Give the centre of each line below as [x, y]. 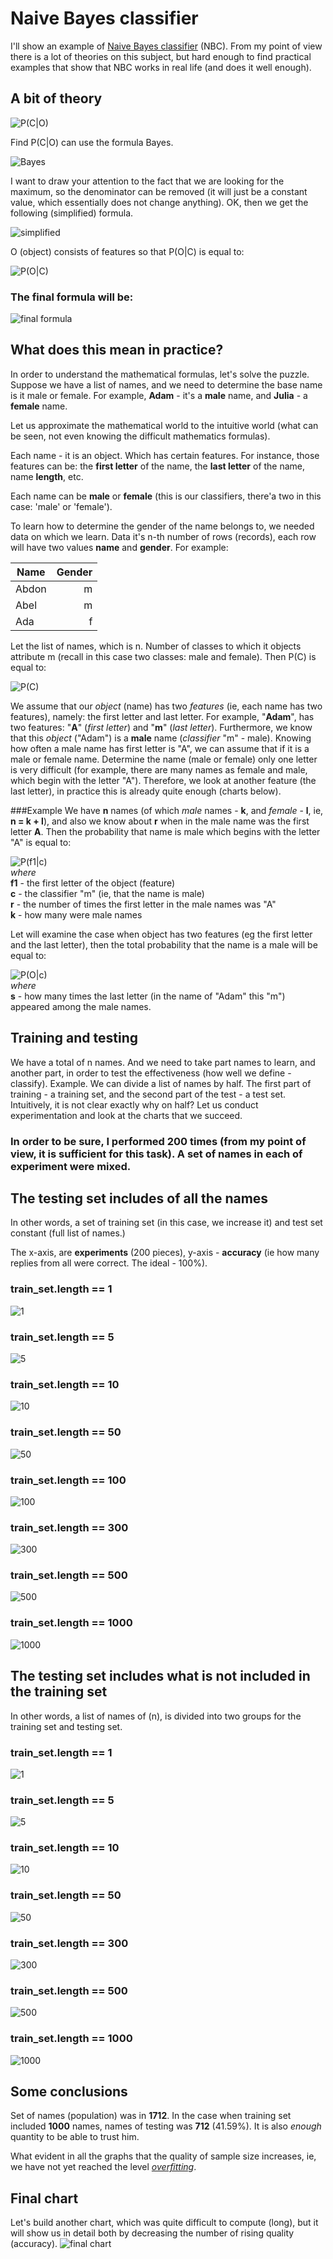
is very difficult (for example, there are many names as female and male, [159, 769]
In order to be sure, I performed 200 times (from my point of [158, 1141]
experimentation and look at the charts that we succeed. [126, 1115]
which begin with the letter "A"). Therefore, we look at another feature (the [163, 780]
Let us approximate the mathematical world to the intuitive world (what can [164, 425]
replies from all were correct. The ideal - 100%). [109, 1263]
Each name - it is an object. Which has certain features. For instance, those [165, 455]
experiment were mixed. [71, 1166]
